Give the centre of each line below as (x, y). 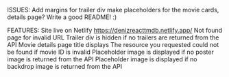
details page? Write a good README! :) (62, 17)
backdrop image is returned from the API (64, 66)
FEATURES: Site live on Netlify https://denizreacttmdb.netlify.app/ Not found (115, 30)
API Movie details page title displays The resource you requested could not (113, 45)
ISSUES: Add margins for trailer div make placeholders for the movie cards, (113, 10)
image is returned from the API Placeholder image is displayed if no (102, 59)
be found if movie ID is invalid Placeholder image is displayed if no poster (110, 52)
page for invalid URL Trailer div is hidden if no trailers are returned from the (113, 37)
